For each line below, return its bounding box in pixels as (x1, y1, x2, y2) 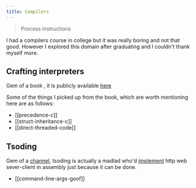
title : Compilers (6, 8, 49, 15)
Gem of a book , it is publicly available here (6, 82, 112, 89)
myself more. (6, 49, 39, 57)
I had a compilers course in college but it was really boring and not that (6, 36, 180, 43)
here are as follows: (6, 100, 55, 107)
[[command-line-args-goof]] (14, 175, 85, 182)
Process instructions (20, 25, 71, 32)
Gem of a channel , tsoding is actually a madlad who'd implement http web (6, 157, 187, 164)
